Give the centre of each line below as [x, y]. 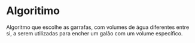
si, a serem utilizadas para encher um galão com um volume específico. [95, 33]
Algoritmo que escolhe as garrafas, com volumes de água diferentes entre [98, 27]
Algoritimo [33, 11]
